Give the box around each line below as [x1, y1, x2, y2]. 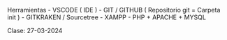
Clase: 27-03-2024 [7, 27, 63, 34]
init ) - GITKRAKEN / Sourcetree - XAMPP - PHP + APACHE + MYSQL [7, 13, 206, 21]
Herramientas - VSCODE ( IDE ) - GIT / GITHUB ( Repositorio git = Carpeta [7, 6, 221, 14]
